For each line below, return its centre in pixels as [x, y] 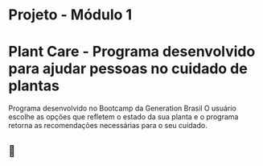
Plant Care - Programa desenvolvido [132, 52]
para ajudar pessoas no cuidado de [128, 69]
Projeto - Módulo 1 [70, 15]
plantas [34, 86]
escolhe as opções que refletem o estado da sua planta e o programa [123, 117]
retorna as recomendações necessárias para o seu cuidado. [108, 126]
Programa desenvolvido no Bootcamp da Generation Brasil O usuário [123, 108]
